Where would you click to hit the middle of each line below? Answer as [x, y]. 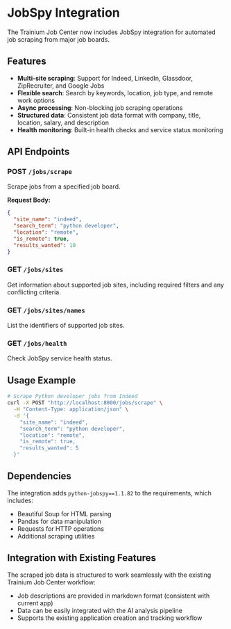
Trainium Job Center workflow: [51, 582]
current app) [35, 603]
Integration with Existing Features [82, 558]
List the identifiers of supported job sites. [66, 326]
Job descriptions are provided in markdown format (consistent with [113, 596]
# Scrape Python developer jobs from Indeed [72, 397]
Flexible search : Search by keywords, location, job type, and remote [115, 93]
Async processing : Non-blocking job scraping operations [100, 108]
